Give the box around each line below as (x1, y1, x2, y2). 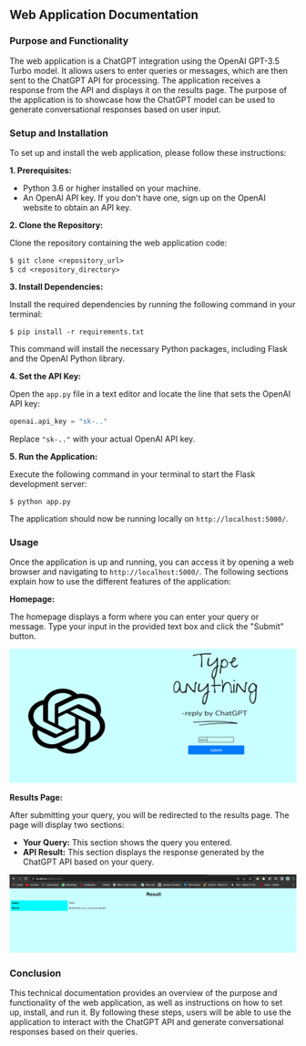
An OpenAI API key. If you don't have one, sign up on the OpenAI (22, 192, 267, 203)
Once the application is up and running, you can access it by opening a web (9, 556, 294, 568)
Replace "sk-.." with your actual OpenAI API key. (9, 433, 196, 444)
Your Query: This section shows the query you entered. (22, 837, 232, 848)
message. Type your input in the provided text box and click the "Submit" (9, 621, 284, 632)
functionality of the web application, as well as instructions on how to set (9, 998, 283, 1009)
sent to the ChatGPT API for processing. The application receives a (9, 75, 261, 86)
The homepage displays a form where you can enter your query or (9, 611, 260, 623)
